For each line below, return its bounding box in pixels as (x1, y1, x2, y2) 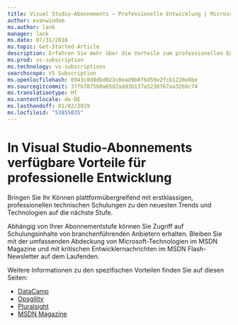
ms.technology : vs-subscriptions (7, 63, 106, 70)
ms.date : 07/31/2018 (7, 37, 69, 44)
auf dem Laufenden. (40, 252, 100, 261)
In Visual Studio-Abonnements (7, 139, 193, 156)
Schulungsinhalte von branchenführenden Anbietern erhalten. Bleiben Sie (7, 229, 222, 238)
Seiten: (7, 273, 28, 282)
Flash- (187, 244, 207, 253)
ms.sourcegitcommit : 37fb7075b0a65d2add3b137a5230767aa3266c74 (7, 83, 198, 90)
